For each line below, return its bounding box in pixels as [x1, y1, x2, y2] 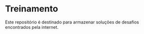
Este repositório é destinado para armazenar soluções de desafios [5, 19, 139, 25]
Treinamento [5, 3, 58, 14]
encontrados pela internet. [5, 24, 59, 30]
